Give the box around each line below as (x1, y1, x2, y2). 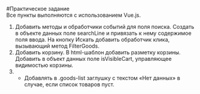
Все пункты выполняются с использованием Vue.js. (6, 11, 141, 19)
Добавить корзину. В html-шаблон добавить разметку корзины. (15, 49, 181, 56)
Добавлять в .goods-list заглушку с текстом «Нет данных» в (24, 75, 181, 81)
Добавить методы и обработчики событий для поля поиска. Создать (15, 23, 195, 30)
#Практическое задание (6, 5, 70, 12)
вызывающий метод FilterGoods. (15, 42, 100, 49)
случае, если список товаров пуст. (24, 81, 115, 88)
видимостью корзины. (15, 61, 74, 69)
